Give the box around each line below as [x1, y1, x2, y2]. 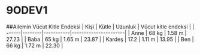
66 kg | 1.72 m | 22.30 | [6, 42, 63, 49]
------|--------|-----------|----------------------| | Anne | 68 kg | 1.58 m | [6, 29, 187, 36]
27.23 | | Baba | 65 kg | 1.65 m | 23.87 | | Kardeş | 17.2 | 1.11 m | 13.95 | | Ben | [6, 35, 194, 43]
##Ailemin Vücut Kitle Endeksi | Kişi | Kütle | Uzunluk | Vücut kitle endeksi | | [6, 23, 195, 30]
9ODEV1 [6, 4, 48, 17]
